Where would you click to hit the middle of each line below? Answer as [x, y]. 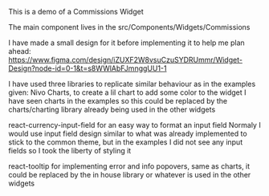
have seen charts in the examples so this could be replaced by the [118, 101]
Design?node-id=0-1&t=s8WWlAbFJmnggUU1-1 [88, 68]
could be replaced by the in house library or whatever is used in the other [130, 175]
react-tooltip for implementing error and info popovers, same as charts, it [129, 166]
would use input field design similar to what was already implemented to [128, 133]
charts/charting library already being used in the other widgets [112, 109]
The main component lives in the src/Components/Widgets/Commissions [129, 27]
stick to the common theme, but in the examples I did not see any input [126, 142]
